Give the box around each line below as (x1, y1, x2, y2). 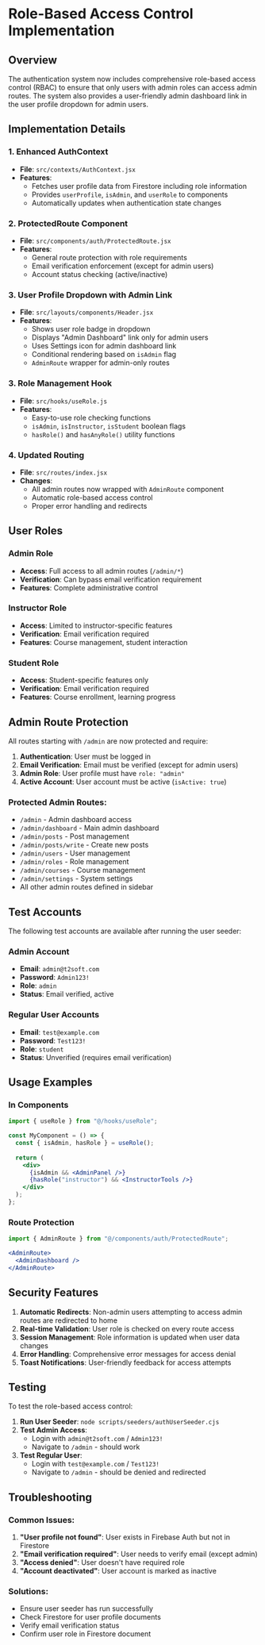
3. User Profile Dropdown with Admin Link (8, 289, 173, 300)
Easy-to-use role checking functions (31, 413, 152, 422)
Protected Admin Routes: (8, 797, 107, 808)
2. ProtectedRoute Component (8, 217, 129, 229)
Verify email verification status (19, 1620, 120, 1631)
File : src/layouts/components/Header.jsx (19, 307, 154, 317)
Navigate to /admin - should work (31, 1442, 140, 1452)
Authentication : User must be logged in (19, 751, 152, 761)
